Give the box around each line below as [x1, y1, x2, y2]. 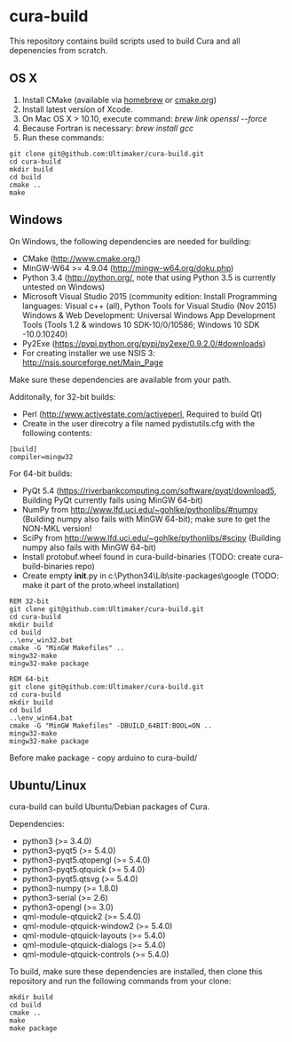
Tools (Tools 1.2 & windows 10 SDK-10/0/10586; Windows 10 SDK [21, 319, 260, 330]
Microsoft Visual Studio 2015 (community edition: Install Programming [21, 290, 278, 301]
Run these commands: [21, 131, 105, 143]
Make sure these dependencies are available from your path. [9, 374, 232, 385]
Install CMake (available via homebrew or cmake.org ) [21, 94, 217, 105]
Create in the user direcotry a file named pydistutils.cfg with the [21, 418, 256, 428]
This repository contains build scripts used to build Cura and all [9, 36, 241, 46]
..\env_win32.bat [9, 635, 74, 645]
